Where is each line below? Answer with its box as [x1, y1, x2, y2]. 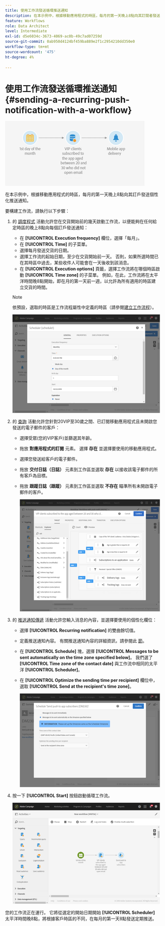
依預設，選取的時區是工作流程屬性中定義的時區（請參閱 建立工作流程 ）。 [12, 304, 157, 310]
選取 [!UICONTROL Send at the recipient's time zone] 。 [19, 683, 134, 689]
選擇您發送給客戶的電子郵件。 [19, 456, 80, 462]
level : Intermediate [5, 29, 48, 34]
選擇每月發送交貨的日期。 [19, 248, 72, 254]
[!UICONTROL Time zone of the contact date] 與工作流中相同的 [19, 660, 149, 667]
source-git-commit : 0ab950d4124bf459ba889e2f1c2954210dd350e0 [5, 39, 135, 44]
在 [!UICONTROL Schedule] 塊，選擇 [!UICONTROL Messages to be [19, 648, 159, 654]
